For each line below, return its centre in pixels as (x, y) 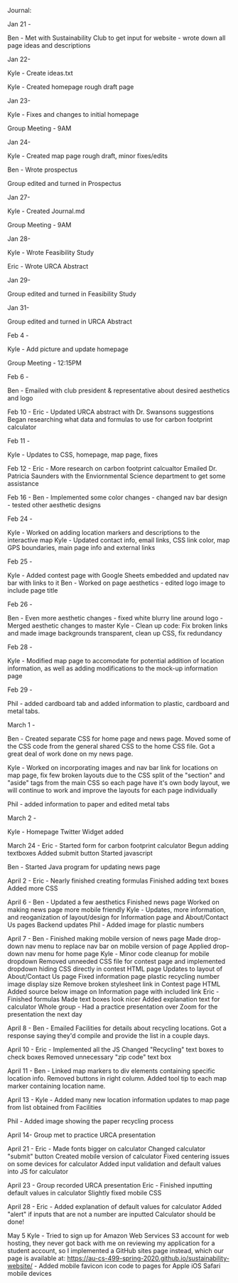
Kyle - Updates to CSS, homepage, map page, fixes (83, 454)
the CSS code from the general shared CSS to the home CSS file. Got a (111, 746)
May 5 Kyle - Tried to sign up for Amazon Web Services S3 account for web (118, 1236)
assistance (23, 483)
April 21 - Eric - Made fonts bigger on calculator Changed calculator (107, 1149)
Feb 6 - (18, 376)
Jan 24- (19, 142)
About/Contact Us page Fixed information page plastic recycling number (114, 976)
